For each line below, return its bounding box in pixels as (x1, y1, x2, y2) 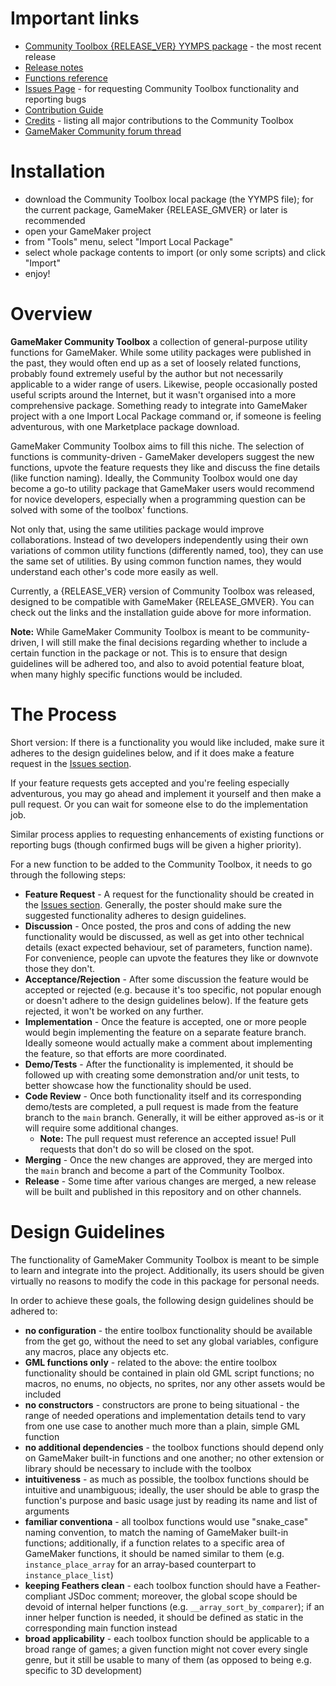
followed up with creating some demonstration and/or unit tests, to (24, 1068, 300, 1081)
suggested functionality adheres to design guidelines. (24, 909, 247, 921)
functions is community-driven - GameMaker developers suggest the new (10, 450, 315, 462)
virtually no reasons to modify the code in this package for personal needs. (10, 1275, 320, 1287)
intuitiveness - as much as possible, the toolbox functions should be (24, 1473, 310, 1485)
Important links (10, 7, 140, 30)
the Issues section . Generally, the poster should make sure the (24, 898, 283, 911)
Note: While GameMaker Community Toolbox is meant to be (10, 625, 258, 637)
